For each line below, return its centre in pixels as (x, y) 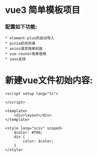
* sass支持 (16, 59)
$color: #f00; (28, 133)
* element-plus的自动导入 (30, 38)
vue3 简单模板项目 (43, 10)
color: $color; (38, 141)
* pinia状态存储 (20, 43)
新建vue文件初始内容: (49, 80)
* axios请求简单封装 (24, 49)
